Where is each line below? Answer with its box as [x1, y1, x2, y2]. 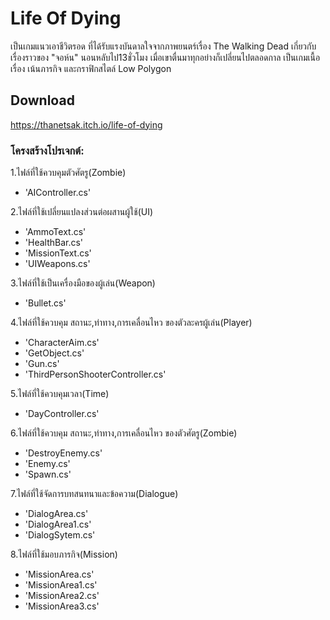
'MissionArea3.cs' [24, 600, 100, 612]
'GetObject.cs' [24, 347, 85, 359]
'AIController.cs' [24, 187, 92, 199]
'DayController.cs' [24, 408, 100, 420]
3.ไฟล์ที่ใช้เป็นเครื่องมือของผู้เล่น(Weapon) [10, 277, 156, 289]
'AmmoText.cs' [24, 226, 87, 238]
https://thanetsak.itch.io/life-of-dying [10, 118, 163, 131]
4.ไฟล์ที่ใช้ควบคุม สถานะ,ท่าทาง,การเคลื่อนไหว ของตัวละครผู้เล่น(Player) [10, 317, 253, 329]
